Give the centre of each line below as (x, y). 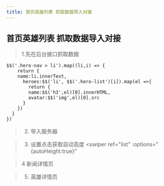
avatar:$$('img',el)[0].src (64, 98)
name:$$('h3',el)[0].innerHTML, (70, 92)
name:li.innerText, (42, 76)
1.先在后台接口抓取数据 (50, 54)
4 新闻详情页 (37, 164)
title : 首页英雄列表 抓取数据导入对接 (49, 12)
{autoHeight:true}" (54, 151)
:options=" (145, 144)
